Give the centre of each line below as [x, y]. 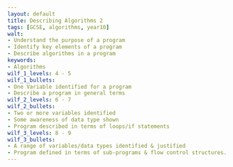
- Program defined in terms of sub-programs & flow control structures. [117, 153]
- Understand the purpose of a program [66, 41]
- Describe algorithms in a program [61, 54]
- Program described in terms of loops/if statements [89, 126]
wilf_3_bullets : [31, 139]
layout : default [31, 14]
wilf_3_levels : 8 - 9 [39, 133]
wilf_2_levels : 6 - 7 [39, 100]
